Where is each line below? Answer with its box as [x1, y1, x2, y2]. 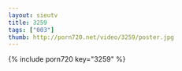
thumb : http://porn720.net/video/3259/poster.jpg [8, 33, 175, 41]
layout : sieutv [8, 11, 58, 20]
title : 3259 [8, 19, 47, 27]
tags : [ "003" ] [8, 26, 55, 34]
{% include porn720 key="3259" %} [8, 55, 126, 64]
